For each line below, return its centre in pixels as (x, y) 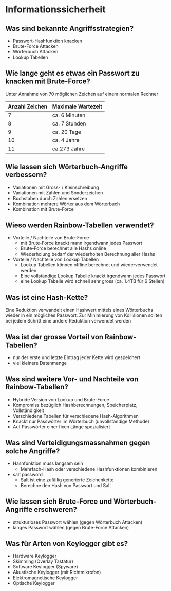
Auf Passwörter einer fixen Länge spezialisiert (61, 427)
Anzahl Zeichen (28, 106)
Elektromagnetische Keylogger (45, 578)
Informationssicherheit (56, 10)
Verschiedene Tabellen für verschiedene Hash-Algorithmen (75, 416)
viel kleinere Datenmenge (40, 363)
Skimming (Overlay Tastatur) (43, 561)
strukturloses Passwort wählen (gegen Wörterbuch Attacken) (78, 522)
